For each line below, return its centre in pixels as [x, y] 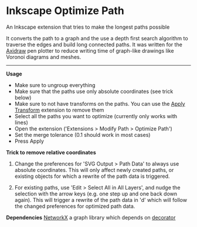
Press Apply [29, 141]
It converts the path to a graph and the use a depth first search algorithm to [97, 38]
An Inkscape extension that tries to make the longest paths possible [88, 27]
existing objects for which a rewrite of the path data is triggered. [92, 176]
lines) [21, 122]
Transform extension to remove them [59, 110]
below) [23, 97]
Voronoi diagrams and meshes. [44, 57]
